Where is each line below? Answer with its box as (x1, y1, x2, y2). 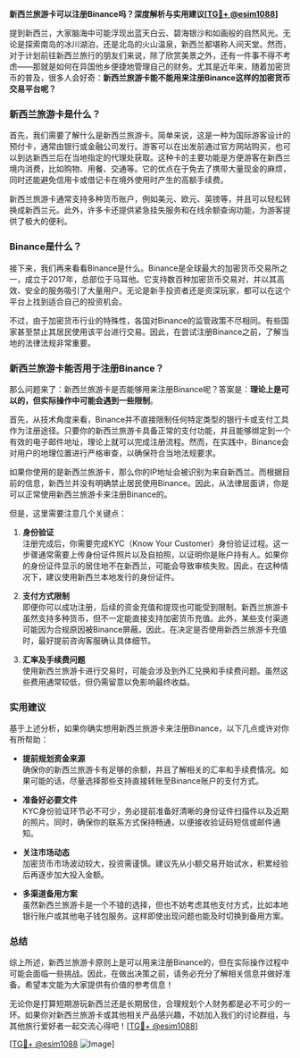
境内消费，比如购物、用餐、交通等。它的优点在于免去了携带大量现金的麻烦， (9, 164, 291, 174)
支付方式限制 (21, 590, 70, 601)
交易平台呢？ (9, 84, 56, 94)
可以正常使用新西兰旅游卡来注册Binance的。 (9, 489, 172, 500)
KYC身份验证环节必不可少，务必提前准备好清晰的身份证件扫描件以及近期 (21, 806, 289, 817)
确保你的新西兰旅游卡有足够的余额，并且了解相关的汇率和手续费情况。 (21, 764, 281, 776)
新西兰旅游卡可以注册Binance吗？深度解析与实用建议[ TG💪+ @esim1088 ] (9, 9, 279, 19)
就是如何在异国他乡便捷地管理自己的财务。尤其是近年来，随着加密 (39, 62, 283, 71)
